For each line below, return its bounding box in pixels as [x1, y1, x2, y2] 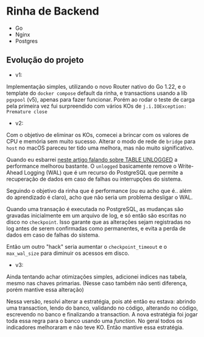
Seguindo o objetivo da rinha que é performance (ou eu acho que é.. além [6, 187, 192, 194]
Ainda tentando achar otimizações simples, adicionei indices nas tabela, [6, 273, 188, 280]
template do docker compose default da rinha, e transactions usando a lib [6, 89, 188, 97]
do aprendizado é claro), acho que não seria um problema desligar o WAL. [6, 193, 193, 201]
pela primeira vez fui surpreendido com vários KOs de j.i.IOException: [6, 102, 187, 109]
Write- [177, 162, 194, 170]
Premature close [6, 108, 47, 115]
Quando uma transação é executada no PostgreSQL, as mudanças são [6, 205, 184, 212]
